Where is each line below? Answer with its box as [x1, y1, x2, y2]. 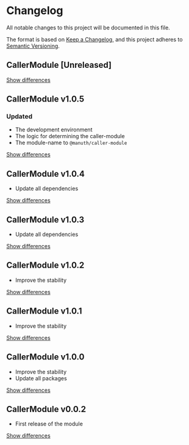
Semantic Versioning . [6, 42, 60, 50]
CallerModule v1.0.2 [6, 260, 85, 271]
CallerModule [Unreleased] [6, 60, 112, 70]
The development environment [15, 126, 93, 133]
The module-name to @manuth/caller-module [15, 139, 127, 147]
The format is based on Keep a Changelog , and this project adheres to [6, 35, 183, 43]
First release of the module [15, 420, 84, 428]
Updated [6, 112, 32, 121]
